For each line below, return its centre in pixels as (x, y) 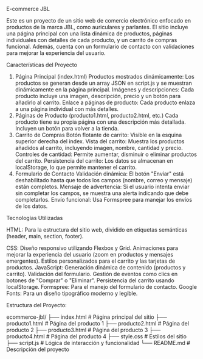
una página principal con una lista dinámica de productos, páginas (89, 34)
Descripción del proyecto (38, 349)
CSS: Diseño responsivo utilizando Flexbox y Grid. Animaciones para (92, 248)
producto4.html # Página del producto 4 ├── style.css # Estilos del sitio (97, 336)
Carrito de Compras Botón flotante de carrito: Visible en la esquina (98, 135)
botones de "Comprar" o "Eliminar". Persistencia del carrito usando (90, 280)
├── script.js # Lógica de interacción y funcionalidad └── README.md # (98, 343)
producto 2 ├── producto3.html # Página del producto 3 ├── (84, 330)
